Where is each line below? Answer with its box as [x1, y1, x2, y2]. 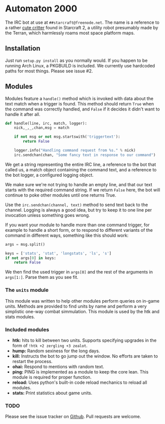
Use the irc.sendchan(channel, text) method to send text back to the [5, 202, 148, 208]
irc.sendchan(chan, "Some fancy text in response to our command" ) [14, 152, 156, 158]
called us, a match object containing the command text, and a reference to [5, 166, 157, 172]
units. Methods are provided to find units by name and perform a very [5, 303, 147, 309]
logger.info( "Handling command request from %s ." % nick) [14, 148, 136, 153]
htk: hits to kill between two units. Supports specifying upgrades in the [12, 337, 157, 343]
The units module [5, 287, 49, 294]
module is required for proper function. [12, 374, 92, 380]
